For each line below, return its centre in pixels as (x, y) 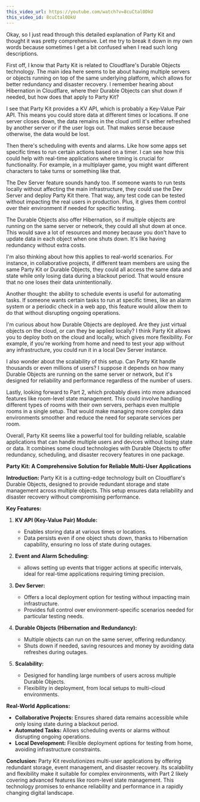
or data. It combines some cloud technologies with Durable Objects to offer (99, 448)
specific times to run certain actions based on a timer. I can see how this (95, 152)
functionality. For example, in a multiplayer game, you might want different (97, 165)
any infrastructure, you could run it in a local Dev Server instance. (87, 350)
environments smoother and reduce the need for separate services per (93, 417)
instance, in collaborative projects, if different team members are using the (98, 263)
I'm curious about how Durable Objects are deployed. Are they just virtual (96, 324)
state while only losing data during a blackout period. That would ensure (95, 275)
